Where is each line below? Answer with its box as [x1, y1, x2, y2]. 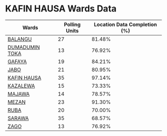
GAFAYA [7, 58, 27, 65]
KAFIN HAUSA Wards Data [5, 3, 117, 14]
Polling [64, 21, 81, 28]
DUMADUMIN [7, 43, 40, 50]
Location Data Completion [93, 21, 158, 28]
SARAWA [7, 115, 29, 122]
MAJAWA [7, 90, 30, 97]
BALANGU [7, 35, 32, 42]
